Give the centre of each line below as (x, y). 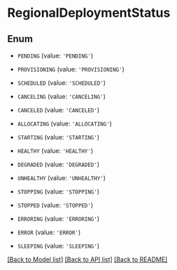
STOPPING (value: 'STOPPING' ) (58, 191)
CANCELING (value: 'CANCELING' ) (62, 96)
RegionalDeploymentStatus (89, 13)
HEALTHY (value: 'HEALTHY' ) (55, 151)
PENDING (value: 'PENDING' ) (55, 55)
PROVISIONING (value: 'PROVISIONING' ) (71, 69)
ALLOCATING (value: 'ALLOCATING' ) (64, 123)
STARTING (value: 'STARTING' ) (58, 137)
